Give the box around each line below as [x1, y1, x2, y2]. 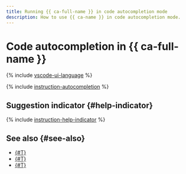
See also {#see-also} [6, 133, 86, 143]
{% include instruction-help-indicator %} [6, 116, 106, 123]
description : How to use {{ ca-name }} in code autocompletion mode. [6, 14, 181, 20]
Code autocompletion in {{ [6, 40, 139, 53]
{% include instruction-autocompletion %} [6, 83, 109, 91]
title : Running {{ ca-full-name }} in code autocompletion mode [6, 8, 168, 15]
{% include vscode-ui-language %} [6, 72, 93, 79]
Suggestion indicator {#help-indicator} [6, 100, 154, 110]
